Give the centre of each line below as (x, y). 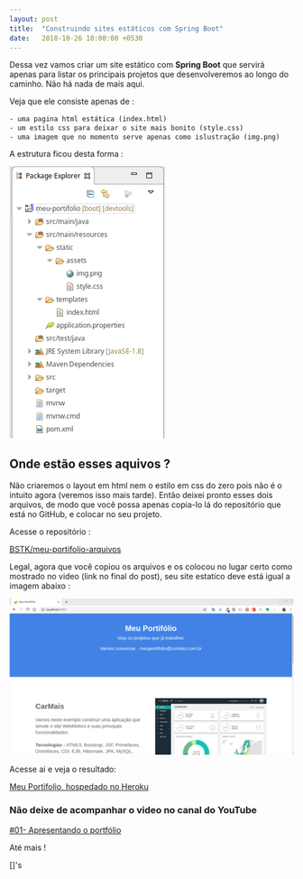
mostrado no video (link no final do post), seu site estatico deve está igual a (150, 577)
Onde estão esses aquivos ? (90, 463)
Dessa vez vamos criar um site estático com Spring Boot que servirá (137, 65)
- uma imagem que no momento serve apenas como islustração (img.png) (145, 137)
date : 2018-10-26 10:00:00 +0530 (76, 38)
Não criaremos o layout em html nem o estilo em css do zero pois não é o (146, 486)
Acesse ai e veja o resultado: (63, 769)
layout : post (34, 19)
